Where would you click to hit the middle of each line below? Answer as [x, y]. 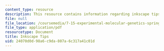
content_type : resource [29, 9]
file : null [16, 18]
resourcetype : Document [29, 32]
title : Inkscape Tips [27, 37]
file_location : [20, 23]
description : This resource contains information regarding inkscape [77, 14]
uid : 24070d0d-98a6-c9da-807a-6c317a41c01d [50, 41]
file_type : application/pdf [34, 28]
